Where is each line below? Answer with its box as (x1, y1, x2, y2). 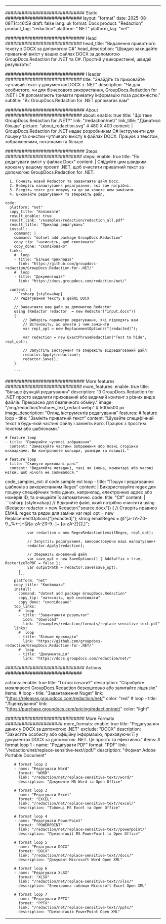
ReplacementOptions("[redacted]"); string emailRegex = (5, 516, 120, 521)
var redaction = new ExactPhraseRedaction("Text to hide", (23, 335, 147, 340)
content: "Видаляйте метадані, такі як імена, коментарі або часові (9, 466, 154, 471)
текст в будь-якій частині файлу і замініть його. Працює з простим (5, 421, 146, 426)
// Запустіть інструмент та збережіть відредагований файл (23, 348, 147, 353)
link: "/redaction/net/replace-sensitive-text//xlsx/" (18, 879, 134, 884)
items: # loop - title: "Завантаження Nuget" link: (5, 690, 104, 696)
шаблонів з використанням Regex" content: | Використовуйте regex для (5, 484, 156, 489)
